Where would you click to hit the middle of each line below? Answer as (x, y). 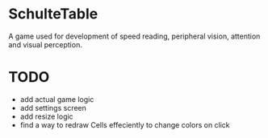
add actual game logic (57, 99)
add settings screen (53, 108)
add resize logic (47, 116)
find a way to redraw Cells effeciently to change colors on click (125, 124)
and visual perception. (45, 44)
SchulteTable (53, 14)
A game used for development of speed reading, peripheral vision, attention (134, 36)
